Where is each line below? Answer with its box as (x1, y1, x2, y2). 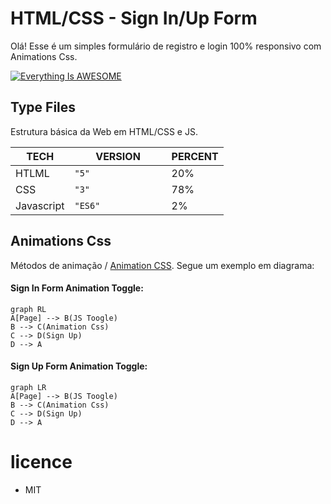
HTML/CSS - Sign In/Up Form (10, 7, 258, 30)
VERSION (95, 149, 141, 163)
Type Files (10, 99, 77, 116)
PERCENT (171, 149, 219, 163)
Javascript (15, 198, 65, 212)
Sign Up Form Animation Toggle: (10, 360, 148, 372)
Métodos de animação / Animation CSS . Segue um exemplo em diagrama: (10, 259, 315, 271)
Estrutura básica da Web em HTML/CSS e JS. (10, 125, 198, 137)
